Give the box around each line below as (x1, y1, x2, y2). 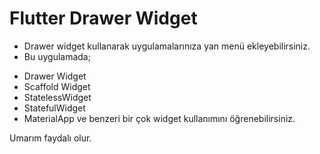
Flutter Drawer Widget (9, 7, 198, 30)
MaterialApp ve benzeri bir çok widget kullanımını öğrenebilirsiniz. (23, 112, 296, 124)
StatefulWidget (23, 102, 86, 114)
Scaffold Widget (23, 80, 91, 92)
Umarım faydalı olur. (9, 132, 92, 144)
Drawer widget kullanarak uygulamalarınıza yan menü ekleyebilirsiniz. (23, 40, 311, 52)
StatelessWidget (23, 91, 92, 103)
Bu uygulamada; (23, 50, 91, 62)
